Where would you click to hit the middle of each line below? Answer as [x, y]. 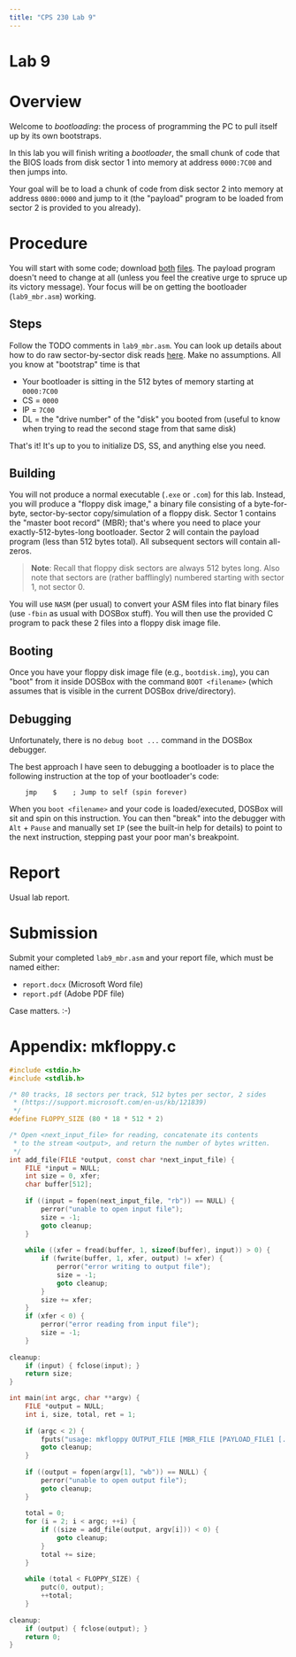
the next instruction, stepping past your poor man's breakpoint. [124, 837]
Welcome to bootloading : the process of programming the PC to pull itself [144, 126]
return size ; [49, 1374]
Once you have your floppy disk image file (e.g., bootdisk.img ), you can [139, 672]
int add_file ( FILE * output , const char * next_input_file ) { [122, 1160]
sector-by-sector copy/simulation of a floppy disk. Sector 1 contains [153, 514]
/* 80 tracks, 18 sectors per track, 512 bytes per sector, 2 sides [138, 1095]
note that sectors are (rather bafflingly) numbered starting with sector [157, 577]
